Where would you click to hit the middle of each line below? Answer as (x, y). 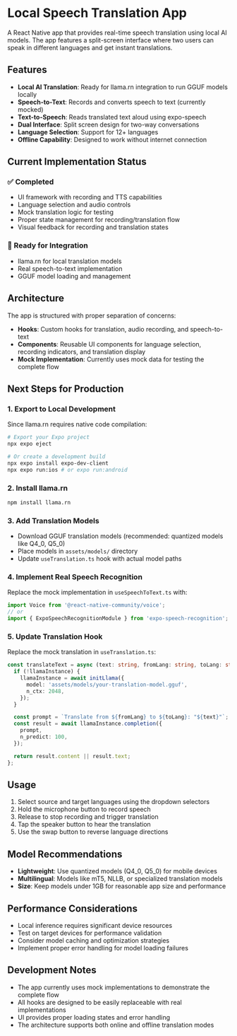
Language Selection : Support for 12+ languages (88, 132)
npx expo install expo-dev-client (58, 463)
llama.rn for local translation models (69, 261)
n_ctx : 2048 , (45, 691)
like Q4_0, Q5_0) (41, 544)
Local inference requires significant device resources (95, 925)
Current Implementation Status (77, 162)
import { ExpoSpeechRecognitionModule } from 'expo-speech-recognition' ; (118, 619)
